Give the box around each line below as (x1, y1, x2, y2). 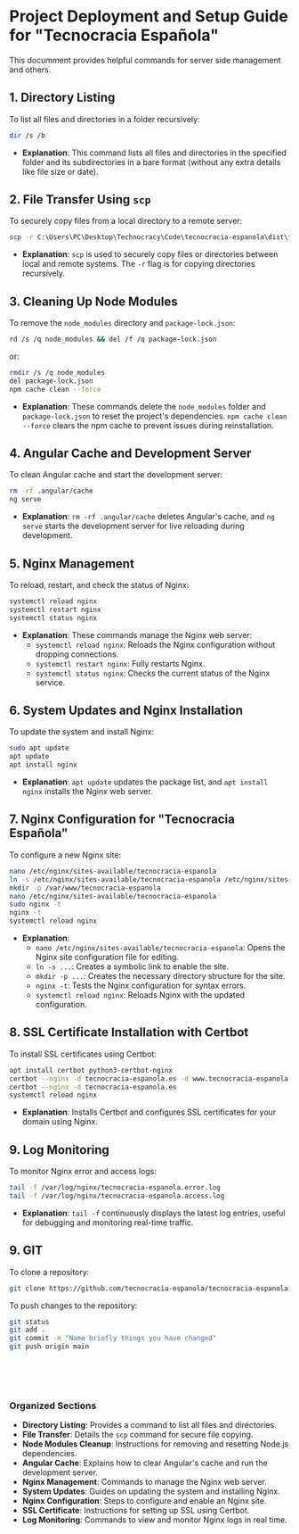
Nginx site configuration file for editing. (35, 952, 180, 962)
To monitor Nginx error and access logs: (9, 1166, 158, 1177)
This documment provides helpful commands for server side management (9, 54, 282, 65)
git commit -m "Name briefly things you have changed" (9, 1334, 217, 1343)
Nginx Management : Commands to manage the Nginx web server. (21, 1477, 267, 1488)
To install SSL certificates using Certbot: (9, 1049, 158, 1059)
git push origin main (9, 1342, 90, 1351)
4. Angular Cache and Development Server (9, 446, 252, 461)
